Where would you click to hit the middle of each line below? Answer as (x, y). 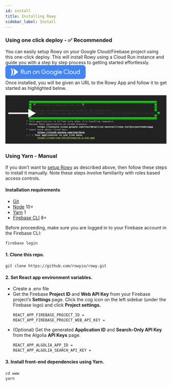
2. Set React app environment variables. (49, 277)
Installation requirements (33, 190)
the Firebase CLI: (23, 233)
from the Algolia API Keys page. (47, 335)
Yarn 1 (19, 212)
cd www (12, 373)
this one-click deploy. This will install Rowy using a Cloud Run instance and (85, 57)
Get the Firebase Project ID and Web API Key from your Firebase (81, 294)
